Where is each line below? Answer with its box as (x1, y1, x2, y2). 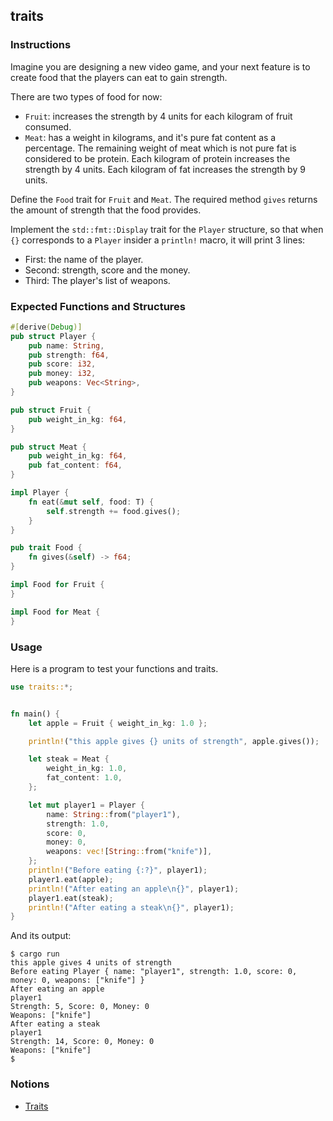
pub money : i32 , (28, 369, 97, 379)
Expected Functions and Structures (10, 299, 186, 313)
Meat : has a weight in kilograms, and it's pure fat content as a (24, 131, 277, 143)
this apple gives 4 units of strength (10, 958, 172, 968)
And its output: (10, 930, 72, 942)
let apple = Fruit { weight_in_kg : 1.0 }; (28, 718, 208, 728)
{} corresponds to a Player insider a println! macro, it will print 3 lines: (10, 234, 306, 246)
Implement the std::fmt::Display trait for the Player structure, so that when (10, 223, 324, 235)
